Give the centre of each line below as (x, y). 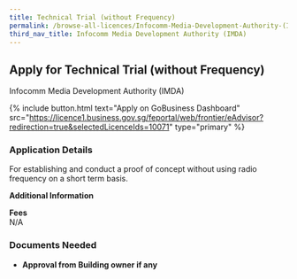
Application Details (51, 150)
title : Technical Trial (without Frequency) (92, 17)
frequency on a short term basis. (69, 179)
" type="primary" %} (207, 127)
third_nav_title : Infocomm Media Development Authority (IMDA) (128, 34)
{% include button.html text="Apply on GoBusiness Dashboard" (125, 108)
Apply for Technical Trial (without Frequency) (137, 70)
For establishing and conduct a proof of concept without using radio (133, 169)
